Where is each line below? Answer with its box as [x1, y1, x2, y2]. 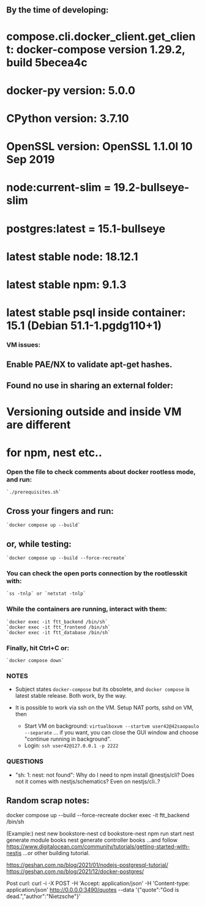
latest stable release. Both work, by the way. [15, 692, 127, 700]
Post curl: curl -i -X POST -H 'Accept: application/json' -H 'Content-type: [6, 880, 190, 887]
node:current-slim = [6, 181, 111, 195]
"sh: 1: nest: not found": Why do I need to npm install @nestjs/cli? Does [15, 771, 195, 779]
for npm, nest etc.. [6, 446, 103, 460]
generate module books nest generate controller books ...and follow [6, 836, 177, 844]
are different [6, 418, 71, 431]
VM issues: [6, 341, 41, 349]
